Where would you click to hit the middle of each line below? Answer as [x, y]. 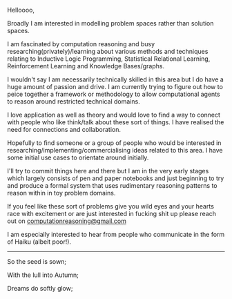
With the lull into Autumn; [43, 275]
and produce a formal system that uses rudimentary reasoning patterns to [112, 185]
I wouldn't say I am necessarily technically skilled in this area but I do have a [116, 79]
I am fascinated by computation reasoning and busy [81, 44]
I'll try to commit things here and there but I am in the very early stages [108, 171]
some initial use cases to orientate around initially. [78, 157]
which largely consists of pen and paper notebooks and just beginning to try [116, 178]
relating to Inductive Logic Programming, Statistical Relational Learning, [109, 59]
